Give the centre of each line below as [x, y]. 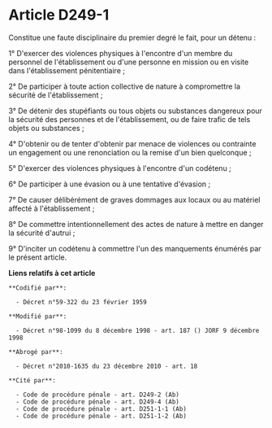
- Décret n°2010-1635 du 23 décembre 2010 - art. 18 [107, 366]
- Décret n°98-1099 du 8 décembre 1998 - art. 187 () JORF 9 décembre [138, 330]
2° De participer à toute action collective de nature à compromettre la [125, 86]
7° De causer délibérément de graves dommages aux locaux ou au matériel [134, 199]
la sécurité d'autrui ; [42, 233]
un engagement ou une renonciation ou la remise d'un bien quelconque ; [130, 152]
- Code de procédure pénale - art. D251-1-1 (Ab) [101, 408]
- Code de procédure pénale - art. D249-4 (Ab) [98, 402]
